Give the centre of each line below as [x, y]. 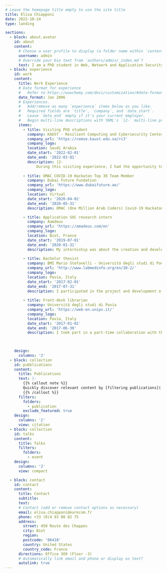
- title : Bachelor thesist [51, 259]
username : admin [35, 56]
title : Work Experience [43, 83]
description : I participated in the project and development [92, 291]
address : [27, 522]
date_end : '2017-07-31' [52, 286]
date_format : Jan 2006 [42, 97]
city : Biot [34, 531]
